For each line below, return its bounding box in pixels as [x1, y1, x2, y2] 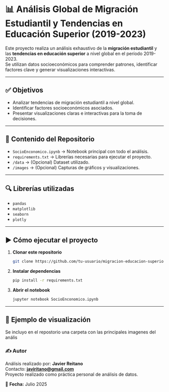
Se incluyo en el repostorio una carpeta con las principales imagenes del [5, 329, 156, 335]
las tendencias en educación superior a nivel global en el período [5, 51, 143, 57]
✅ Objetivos [5, 86, 44, 94]
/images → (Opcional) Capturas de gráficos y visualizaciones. [12, 164, 140, 170]
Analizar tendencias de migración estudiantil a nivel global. [12, 99, 135, 106]
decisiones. [12, 115, 37, 121]
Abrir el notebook [12, 287, 50, 293]
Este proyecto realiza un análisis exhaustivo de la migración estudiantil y [5, 45, 157, 51]
